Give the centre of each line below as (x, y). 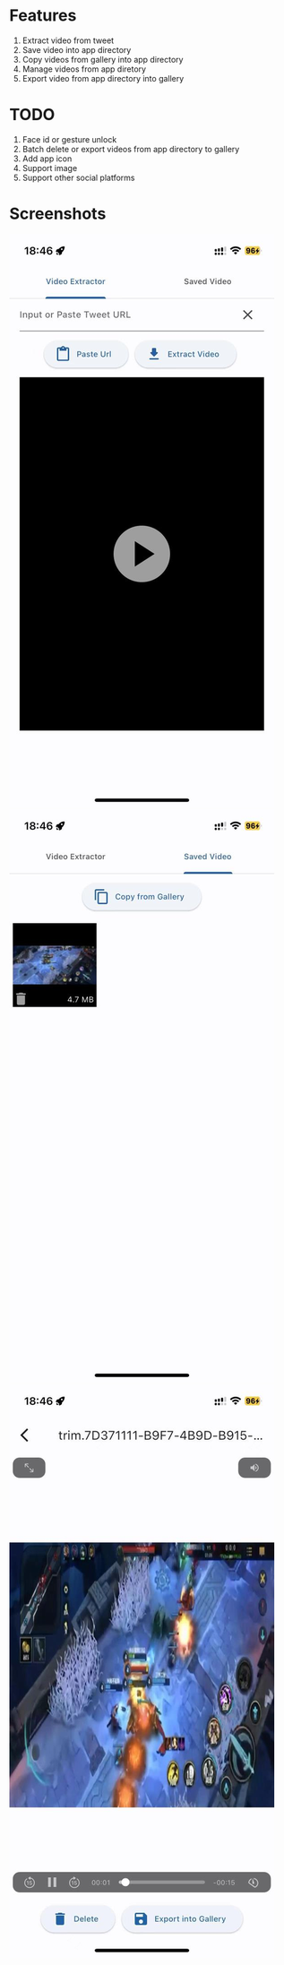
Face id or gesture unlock (69, 139)
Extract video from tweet (68, 40)
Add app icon (47, 159)
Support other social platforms (78, 177)
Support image (50, 168)
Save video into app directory (77, 49)
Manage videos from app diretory (84, 69)
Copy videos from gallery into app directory (103, 59)
